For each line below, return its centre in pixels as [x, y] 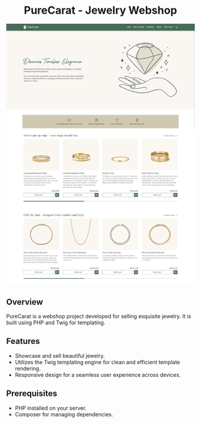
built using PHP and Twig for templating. [56, 322]
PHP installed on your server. [51, 408]
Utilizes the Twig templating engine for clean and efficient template [98, 362]
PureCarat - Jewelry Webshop [100, 10]
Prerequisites [32, 394]
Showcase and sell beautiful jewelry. [60, 355]
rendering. [28, 368]
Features [23, 341]
